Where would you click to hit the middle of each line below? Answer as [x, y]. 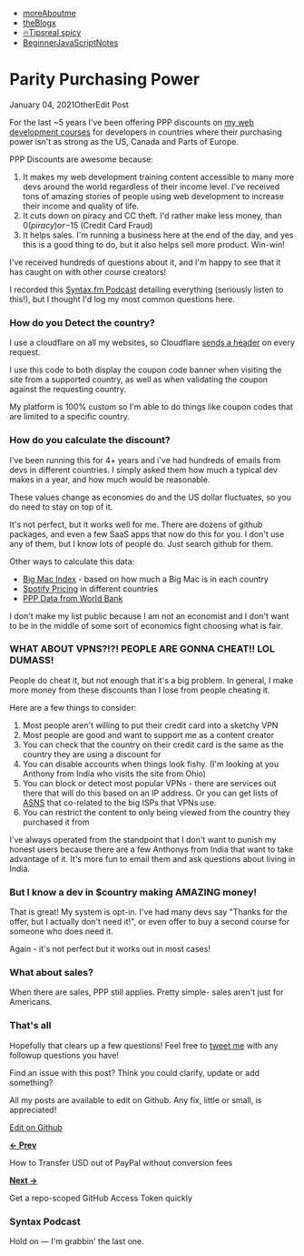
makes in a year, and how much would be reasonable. [110, 479]
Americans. [31, 1002]
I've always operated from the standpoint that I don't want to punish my [143, 839]
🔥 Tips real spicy [52, 32]
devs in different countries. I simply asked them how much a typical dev [144, 470]
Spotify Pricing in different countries [90, 588]
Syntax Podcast [45, 1221]
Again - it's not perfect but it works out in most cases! [110, 949]
